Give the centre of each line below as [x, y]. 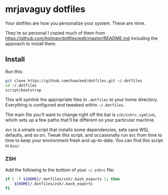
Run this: [14, 71]
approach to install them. [31, 43]
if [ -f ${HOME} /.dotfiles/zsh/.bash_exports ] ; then [63, 179]
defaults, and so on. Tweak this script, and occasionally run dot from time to [84, 135]
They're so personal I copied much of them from [55, 33]
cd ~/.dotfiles [21, 85]
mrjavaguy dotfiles [45, 9]
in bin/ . [13, 146]
